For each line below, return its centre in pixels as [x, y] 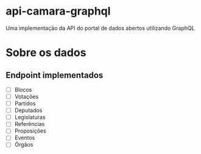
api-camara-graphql [58, 11]
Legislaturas [30, 117]
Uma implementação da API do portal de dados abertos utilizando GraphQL [100, 28]
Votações [26, 96]
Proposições [30, 131]
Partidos [25, 103]
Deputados [28, 110]
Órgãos [24, 145]
